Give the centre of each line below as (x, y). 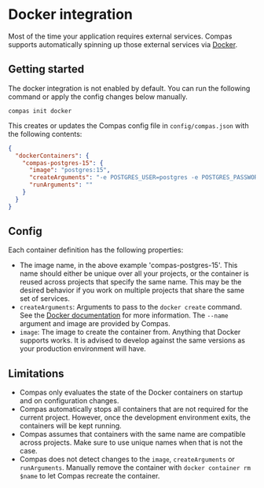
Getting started (46, 70)
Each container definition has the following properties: (96, 250)
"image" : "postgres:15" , (70, 171)
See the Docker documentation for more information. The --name (124, 315)
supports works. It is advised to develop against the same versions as (132, 340)
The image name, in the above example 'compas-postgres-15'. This (128, 266)
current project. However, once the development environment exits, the (135, 417)
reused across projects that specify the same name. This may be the (130, 282)
